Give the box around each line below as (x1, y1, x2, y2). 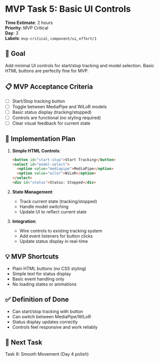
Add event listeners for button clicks (19, 233, 93, 239)
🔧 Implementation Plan (5, 135, 76, 143)
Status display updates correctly (12, 319, 78, 325)
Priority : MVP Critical (5, 25, 49, 30)
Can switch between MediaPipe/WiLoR (12, 313, 91, 319)
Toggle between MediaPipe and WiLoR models (12, 103, 107, 109)
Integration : (12, 218, 37, 224)
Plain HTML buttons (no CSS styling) (12, 265, 87, 271)
